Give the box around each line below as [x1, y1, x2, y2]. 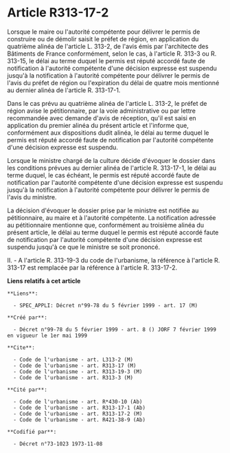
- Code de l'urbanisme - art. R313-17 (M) [13, 362, 137, 369]
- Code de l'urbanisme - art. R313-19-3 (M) [13, 368, 143, 375]
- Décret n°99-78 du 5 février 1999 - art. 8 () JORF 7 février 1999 [13, 326, 216, 333]
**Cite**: [7, 344, 36, 351]
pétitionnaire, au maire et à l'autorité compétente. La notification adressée [7, 213, 216, 221]
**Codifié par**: [7, 428, 57, 435]
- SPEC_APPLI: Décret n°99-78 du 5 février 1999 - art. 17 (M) [13, 302, 198, 309]
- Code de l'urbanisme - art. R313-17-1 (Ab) [13, 404, 146, 411]
